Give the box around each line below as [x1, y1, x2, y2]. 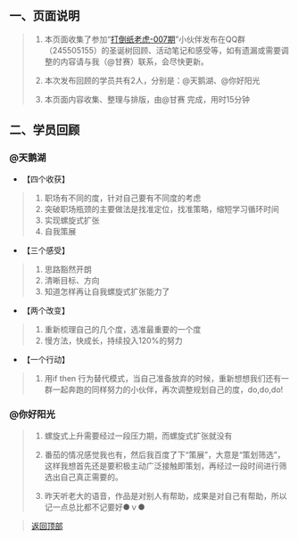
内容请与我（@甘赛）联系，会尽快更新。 [60, 56, 210, 67]
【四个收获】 [21, 173, 70, 184]
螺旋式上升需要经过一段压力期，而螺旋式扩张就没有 [44, 430, 233, 441]
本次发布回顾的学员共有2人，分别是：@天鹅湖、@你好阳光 [44, 75, 261, 86]
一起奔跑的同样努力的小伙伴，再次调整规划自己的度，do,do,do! [52, 384, 284, 395]
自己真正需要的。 [60, 471, 123, 482]
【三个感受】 [21, 244, 70, 256]
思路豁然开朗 [44, 264, 92, 274]
